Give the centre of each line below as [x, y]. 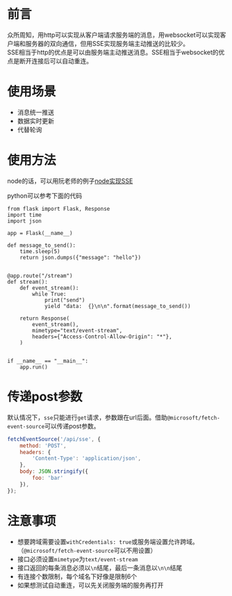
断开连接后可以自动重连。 [56, 61]
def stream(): [28, 282]
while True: [50, 294]
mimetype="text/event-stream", [77, 330]
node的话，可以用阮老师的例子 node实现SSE [70, 181]
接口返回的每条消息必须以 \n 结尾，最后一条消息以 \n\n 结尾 [100, 567]
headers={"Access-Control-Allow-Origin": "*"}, [102, 337]
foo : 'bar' [48, 478]
